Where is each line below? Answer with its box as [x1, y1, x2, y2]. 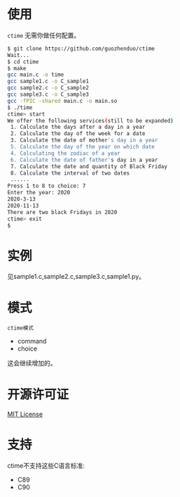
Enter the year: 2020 [7, 189, 71, 196]
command [17, 337, 47, 346]
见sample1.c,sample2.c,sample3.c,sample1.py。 [7, 272, 146, 281]
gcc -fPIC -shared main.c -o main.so [7, 97, 118, 104]
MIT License [7, 410, 43, 419]
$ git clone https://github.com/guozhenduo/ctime [7, 45, 155, 52]
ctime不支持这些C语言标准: [7, 462, 85, 470]
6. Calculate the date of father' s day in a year [10, 156, 158, 163]
